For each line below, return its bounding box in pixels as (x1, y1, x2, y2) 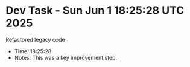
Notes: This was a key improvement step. (14, 54, 118, 61)
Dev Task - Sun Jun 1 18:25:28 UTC (5, 4, 185, 17)
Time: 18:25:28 (14, 47, 52, 54)
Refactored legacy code (5, 36, 65, 43)
